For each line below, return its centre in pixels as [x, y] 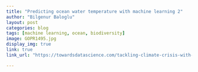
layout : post [22, 22]
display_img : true [29, 44]
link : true [19, 50]
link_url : [18, 55]
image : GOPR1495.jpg [32, 39]
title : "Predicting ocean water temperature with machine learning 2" [95, 11]
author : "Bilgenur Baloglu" [41, 17]
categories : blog [27, 28]
